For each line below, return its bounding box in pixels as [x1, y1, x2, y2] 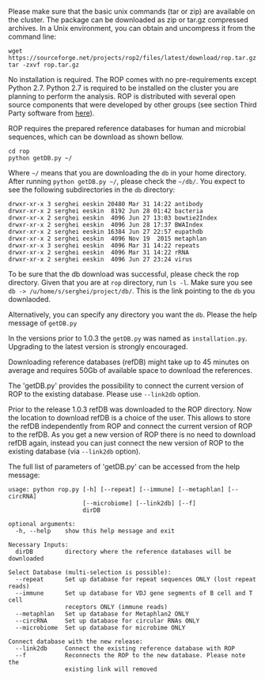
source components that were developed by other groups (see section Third [8, 100, 257, 109]
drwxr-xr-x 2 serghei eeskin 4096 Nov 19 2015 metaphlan [8, 235, 207, 243]
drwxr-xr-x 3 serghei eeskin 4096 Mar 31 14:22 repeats [8, 242, 200, 250]
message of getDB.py [8, 318, 78, 327]
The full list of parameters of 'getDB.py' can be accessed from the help [8, 462, 240, 471]
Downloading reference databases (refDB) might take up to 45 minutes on [8, 357, 250, 367]
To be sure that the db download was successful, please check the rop [8, 269, 240, 279]
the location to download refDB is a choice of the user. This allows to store [8, 413, 251, 422]
